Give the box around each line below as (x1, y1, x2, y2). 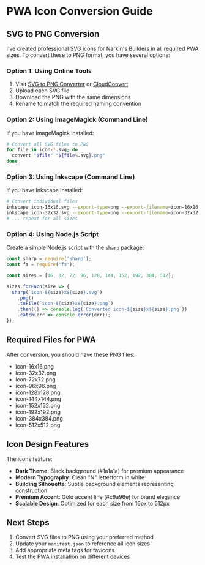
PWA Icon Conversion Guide (6, 4, 153, 18)
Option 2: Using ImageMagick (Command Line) (6, 115, 149, 124)
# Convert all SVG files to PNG (6, 141, 89, 148)
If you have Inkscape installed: (6, 187, 83, 194)
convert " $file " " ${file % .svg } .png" (12, 152, 105, 159)
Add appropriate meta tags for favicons (15, 547, 115, 554)
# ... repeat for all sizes (6, 215, 78, 222)
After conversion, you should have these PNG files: (6, 351, 135, 358)
